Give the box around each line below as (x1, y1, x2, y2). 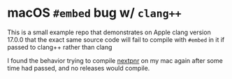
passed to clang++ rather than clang (7, 43, 113, 51)
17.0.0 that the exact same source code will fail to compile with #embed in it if (7, 35, 225, 43)
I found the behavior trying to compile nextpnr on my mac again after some (7, 56, 224, 64)
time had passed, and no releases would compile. (7, 64, 150, 72)
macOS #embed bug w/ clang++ (7, 5, 182, 21)
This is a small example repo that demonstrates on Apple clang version (7, 28, 211, 36)
